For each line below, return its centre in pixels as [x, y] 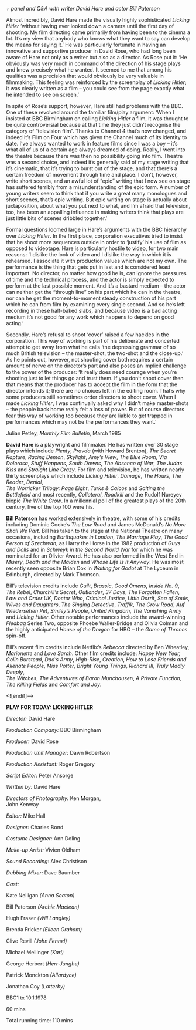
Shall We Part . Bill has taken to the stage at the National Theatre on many [94, 531]
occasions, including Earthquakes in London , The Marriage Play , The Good [97, 537]
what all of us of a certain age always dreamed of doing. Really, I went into [96, 150]
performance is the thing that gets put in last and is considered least [88, 267]
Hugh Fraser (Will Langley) [38, 918]
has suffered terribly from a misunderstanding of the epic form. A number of [98, 187]
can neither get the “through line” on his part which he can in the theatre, [94, 292]
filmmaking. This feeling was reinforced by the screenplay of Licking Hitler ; [96, 82]
